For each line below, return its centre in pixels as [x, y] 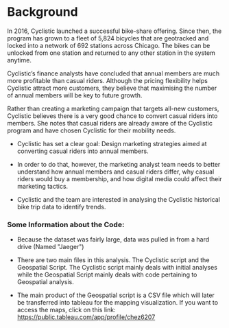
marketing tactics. [43, 186]
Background [43, 12]
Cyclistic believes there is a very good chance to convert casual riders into [112, 116]
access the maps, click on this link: [66, 310]
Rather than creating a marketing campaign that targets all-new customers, [113, 108]
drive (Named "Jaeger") [50, 247]
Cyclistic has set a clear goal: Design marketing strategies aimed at [112, 143]
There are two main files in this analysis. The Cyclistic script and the [113, 260]
